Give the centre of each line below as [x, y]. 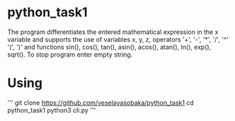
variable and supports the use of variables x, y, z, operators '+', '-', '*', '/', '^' [118, 39]
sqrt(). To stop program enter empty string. [70, 54]
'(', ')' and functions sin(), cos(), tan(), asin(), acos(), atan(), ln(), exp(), [109, 47]
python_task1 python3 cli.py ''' [52, 110]
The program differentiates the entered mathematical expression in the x [113, 32]
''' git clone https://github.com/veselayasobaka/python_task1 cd [101, 103]
